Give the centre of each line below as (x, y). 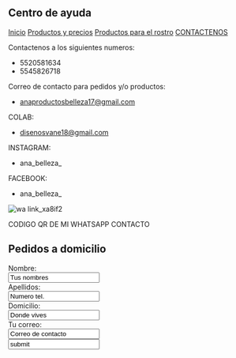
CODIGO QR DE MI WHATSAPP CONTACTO (79, 224)
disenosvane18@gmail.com (64, 132)
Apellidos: (24, 287)
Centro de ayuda (50, 13)
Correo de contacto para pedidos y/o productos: (87, 86)
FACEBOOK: (28, 178)
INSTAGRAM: (30, 147)
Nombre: (22, 268)
